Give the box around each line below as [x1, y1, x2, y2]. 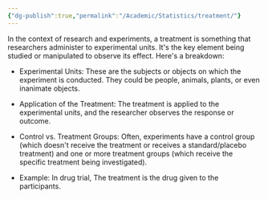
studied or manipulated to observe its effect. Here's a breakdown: [7, 51, 225, 60]
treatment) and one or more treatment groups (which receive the [18, 148, 233, 158]
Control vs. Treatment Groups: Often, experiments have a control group [18, 132, 255, 141]
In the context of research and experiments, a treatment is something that [7, 34, 251, 43]
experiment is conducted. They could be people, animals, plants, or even [18, 75, 260, 84]
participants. [18, 181, 61, 191]
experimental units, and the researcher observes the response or [18, 108, 234, 117]
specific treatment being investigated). [18, 157, 148, 167]
